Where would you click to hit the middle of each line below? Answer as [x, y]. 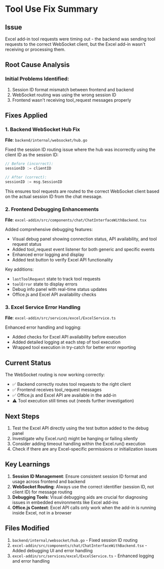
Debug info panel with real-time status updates [59, 289]
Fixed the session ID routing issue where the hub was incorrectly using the [80, 150]
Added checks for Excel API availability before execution [69, 337]
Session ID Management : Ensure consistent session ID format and [79, 476]
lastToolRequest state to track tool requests [56, 279]
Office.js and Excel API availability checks [54, 295]
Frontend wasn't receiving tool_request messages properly [71, 100]
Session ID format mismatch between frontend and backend [73, 89]
